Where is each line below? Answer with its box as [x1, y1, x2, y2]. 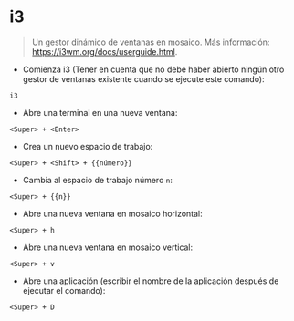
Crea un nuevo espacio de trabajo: [22, 140, 153, 151]
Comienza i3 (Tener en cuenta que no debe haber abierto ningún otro [22, 64, 285, 75]
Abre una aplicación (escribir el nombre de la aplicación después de [22, 275, 279, 286]
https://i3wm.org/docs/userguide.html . [31, 46, 178, 57]
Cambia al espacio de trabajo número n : [22, 174, 173, 185]
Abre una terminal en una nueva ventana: [22, 107, 178, 118]
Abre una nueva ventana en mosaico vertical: [22, 242, 194, 253]
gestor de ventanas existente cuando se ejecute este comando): [22, 73, 265, 84]
